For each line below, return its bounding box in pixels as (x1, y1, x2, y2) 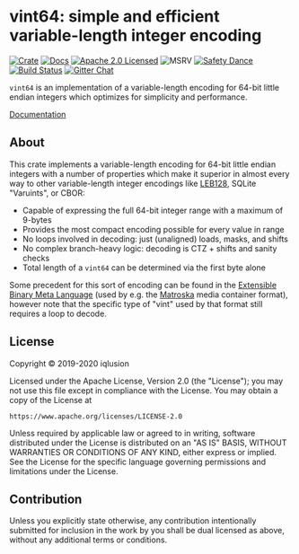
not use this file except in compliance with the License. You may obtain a (9, 384, 278, 396)
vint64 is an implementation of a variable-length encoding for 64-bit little (9, 82, 280, 92)
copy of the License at (9, 394, 92, 405)
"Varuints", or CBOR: (9, 187, 85, 198)
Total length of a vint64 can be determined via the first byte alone (22, 262, 267, 273)
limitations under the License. (9, 465, 119, 477)
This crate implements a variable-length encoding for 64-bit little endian (9, 159, 277, 170)
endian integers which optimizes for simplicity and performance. (9, 92, 248, 102)
